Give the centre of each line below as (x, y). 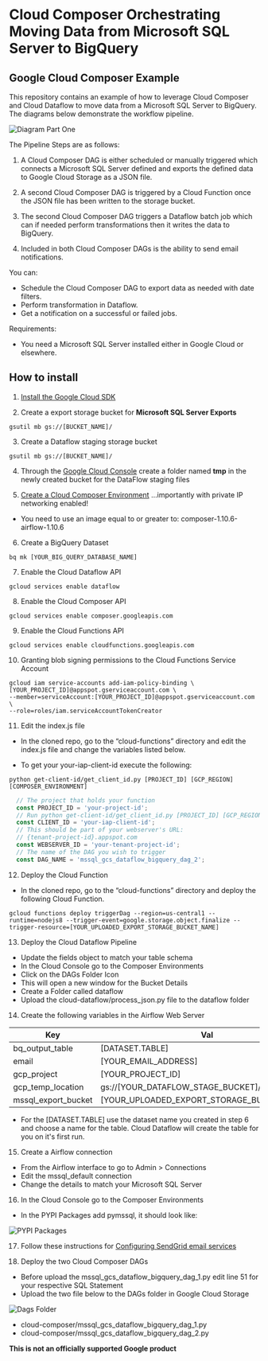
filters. (31, 296)
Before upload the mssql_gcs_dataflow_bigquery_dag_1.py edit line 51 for (140, 1277)
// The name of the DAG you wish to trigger (91, 852)
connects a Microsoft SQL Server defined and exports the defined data (137, 168)
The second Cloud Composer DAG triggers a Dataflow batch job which (136, 216)
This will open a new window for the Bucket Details (104, 983)
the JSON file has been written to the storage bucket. (108, 201)
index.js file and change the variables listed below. (103, 749)
